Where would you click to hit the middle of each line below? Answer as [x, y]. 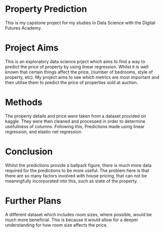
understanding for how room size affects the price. [56, 225]
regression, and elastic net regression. [44, 132]
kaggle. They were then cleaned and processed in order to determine [75, 121]
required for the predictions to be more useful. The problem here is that [77, 170]
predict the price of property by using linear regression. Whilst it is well [77, 67]
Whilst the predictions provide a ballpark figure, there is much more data [78, 165]
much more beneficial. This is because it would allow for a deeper [72, 220]
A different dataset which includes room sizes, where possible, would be [79, 214]
